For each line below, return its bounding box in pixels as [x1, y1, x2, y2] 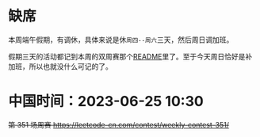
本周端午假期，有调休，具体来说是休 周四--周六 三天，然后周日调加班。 [8, 35, 234, 44]
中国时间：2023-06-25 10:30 [8, 93, 204, 111]
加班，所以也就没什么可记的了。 [8, 61, 113, 71]
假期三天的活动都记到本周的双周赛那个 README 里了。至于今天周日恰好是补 [8, 51, 253, 61]
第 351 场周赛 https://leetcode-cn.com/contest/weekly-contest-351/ [8, 120, 230, 129]
